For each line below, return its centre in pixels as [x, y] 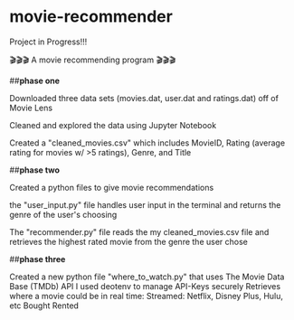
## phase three [38, 259]
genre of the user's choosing [63, 214]
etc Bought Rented [44, 306]
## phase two [35, 170]
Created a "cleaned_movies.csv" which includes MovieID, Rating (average [147, 143]
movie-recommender [91, 17]
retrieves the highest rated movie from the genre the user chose [129, 241]
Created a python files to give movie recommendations [112, 187]
